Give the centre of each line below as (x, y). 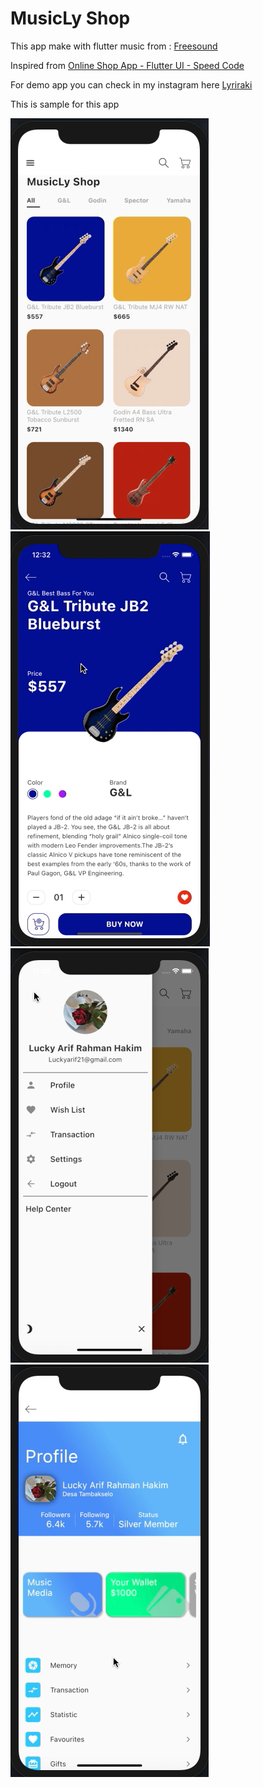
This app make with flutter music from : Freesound (114, 46)
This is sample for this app (65, 104)
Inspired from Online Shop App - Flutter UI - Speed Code (127, 65)
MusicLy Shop (70, 18)
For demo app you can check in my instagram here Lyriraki (131, 84)
